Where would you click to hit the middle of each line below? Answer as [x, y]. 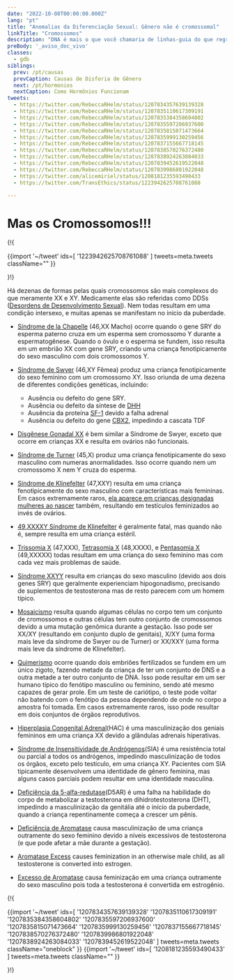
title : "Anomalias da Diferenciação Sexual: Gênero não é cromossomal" [113, 27]
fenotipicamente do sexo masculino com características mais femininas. [120, 491]
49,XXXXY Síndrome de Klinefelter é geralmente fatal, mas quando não [119, 527]
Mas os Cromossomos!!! [79, 223]
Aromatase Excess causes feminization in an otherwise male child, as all [121, 856]
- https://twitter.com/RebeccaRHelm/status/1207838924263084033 [109, 157]
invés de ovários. [42, 513]
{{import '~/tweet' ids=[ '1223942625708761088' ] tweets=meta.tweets [110, 257]
